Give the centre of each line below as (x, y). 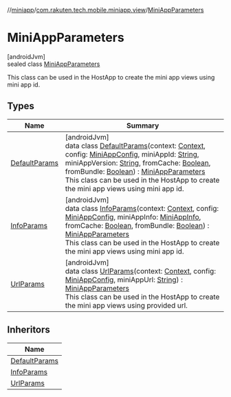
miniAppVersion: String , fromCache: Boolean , (138, 163)
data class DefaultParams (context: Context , (135, 146)
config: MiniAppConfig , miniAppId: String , (132, 154)
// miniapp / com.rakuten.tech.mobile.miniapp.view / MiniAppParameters (106, 10)
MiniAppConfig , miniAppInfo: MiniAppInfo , (133, 217)
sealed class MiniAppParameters (54, 64)
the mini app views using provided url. (126, 305)
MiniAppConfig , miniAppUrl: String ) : (124, 280)
